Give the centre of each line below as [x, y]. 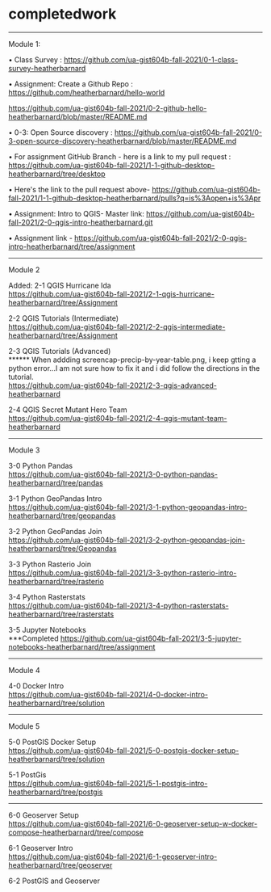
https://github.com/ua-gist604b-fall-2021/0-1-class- [151, 59]
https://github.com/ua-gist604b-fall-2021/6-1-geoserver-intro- [113, 856]
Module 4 [24, 670]
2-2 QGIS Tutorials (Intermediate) [64, 318]
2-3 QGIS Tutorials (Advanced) [60, 351]
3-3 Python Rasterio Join [50, 564]
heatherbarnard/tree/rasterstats [61, 614]
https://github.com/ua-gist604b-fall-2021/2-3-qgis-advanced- [113, 385]
